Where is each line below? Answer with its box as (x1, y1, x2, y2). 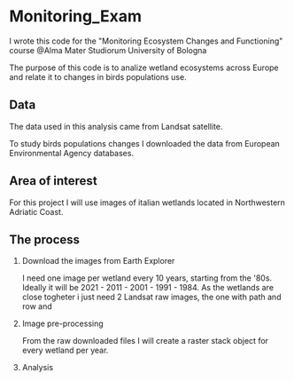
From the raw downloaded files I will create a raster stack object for (21, 336, 268, 346)
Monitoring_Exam (9, 6, 142, 27)
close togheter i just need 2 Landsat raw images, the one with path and (21, 291, 282, 303)
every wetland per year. (21, 345, 109, 356)
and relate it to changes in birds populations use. (9, 71, 188, 82)
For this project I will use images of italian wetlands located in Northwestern (9, 197, 286, 208)
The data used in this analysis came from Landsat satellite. (9, 121, 223, 131)
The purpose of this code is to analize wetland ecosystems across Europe (9, 62, 279, 73)
